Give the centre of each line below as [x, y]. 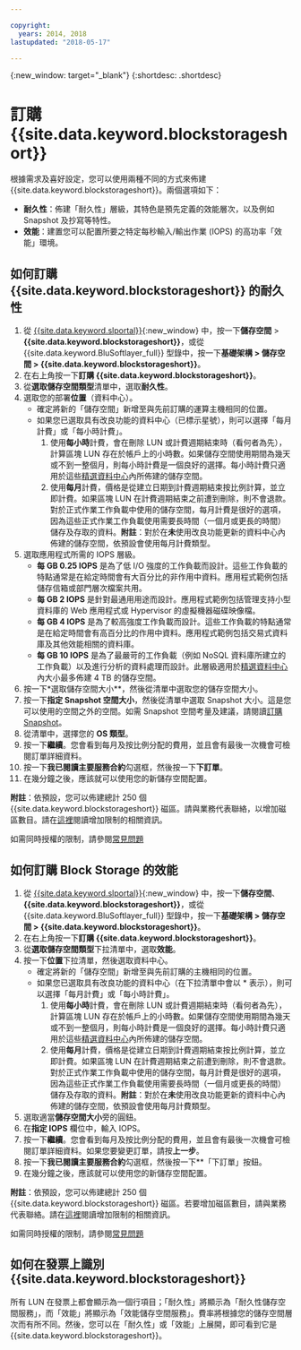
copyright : [30, 25]
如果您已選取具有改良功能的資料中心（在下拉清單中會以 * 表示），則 [160, 983]
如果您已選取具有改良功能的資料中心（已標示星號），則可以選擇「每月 [164, 420]
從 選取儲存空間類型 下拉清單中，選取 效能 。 [102, 949]
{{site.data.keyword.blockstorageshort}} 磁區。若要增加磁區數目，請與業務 [148, 1203]
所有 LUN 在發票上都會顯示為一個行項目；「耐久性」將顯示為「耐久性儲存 [144, 1302]
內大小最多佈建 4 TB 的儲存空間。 [99, 678]
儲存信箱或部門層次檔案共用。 [91, 589]
